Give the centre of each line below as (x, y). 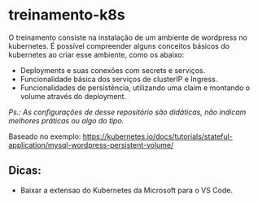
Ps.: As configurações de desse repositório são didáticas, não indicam (127, 112)
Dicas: (25, 171)
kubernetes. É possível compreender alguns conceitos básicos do (119, 45)
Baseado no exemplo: (45, 136)
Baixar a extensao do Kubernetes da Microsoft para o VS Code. (127, 190)
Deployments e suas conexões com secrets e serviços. (113, 70)
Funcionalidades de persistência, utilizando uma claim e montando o (135, 88)
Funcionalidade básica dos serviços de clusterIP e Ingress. (119, 79)
